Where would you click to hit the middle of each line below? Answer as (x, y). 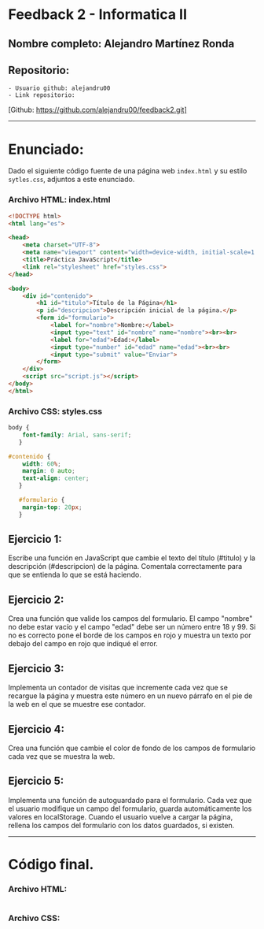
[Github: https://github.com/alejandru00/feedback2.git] (97, 110)
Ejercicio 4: (37, 729)
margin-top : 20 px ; (52, 507)
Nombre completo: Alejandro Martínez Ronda (121, 44)
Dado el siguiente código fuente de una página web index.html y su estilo (128, 171)
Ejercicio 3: (36, 669)
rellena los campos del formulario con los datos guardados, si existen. (121, 825)
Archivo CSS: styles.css (55, 411)
